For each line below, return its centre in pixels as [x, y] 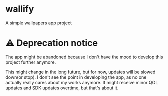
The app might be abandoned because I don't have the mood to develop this [84, 57]
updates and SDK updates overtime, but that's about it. [62, 88]
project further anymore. [31, 62]
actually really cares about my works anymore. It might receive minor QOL [82, 82]
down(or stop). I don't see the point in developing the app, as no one [76, 77]
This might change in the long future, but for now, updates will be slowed [80, 72]
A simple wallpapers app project [38, 23]
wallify [20, 9]
